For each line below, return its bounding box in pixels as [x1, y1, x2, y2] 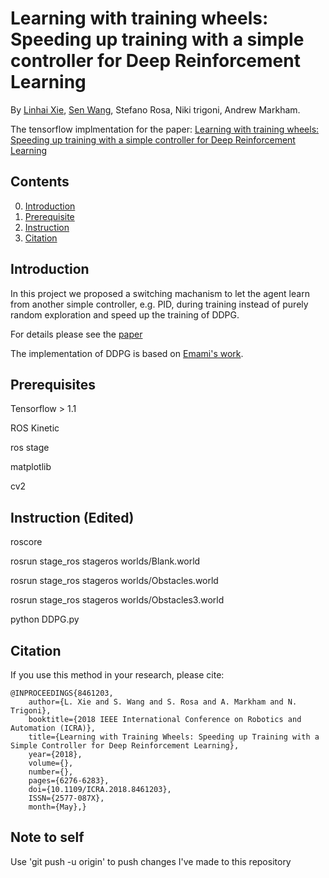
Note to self [10, 829, 85, 846]
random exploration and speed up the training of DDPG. [10, 308, 240, 321]
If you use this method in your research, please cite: [10, 669, 225, 681]
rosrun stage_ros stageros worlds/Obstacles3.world [10, 594, 225, 606]
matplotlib [10, 461, 52, 473]
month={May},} [28, 802, 87, 812]
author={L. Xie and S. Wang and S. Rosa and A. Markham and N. [28, 697, 298, 707]
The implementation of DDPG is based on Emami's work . [10, 347, 244, 359]
